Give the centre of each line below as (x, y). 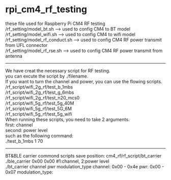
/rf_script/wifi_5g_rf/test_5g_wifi (39, 114)
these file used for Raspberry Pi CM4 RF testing (55, 23)
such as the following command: (39, 136)
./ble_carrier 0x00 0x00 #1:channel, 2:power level (57, 161)
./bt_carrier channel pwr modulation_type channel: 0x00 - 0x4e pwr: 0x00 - (85, 166)
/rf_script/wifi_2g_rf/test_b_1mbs (39, 87)
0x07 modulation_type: (29, 172)
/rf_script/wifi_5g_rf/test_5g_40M (40, 103)
